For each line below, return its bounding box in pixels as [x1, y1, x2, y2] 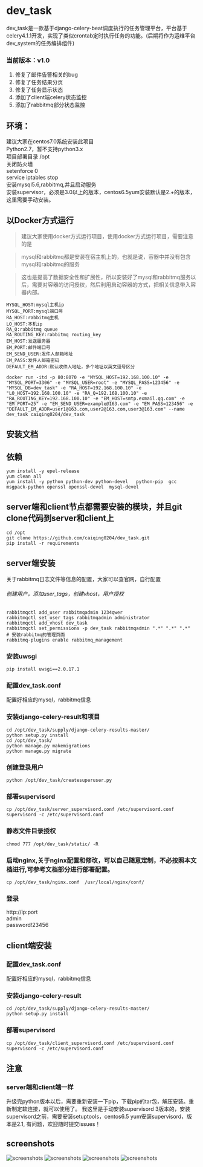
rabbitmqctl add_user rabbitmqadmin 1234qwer [6, 609, 123, 616]
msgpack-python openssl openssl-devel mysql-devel [6, 484, 139, 490]
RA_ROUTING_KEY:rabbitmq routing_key [6, 331, 101, 337]
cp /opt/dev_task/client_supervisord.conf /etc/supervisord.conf [6, 1040, 174, 1046]
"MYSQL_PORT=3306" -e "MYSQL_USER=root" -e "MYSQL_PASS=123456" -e [6, 379, 180, 386]
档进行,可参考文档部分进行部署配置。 [6, 865, 114, 874]
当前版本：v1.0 [6, 56, 50, 64]
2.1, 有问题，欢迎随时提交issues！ [16, 1120, 101, 1128]
